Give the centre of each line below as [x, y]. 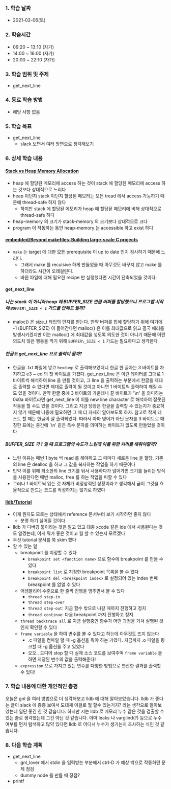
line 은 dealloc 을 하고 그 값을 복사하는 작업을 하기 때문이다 [77, 464]
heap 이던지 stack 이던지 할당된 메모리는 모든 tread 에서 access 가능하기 [86, 196]
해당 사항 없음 [26, 112]
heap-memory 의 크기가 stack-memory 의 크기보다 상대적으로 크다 [80, 221]
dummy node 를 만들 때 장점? [50, 775]
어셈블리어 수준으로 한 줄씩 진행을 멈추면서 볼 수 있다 [73, 591]
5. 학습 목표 [19, 126]
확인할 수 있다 [44, 627]
